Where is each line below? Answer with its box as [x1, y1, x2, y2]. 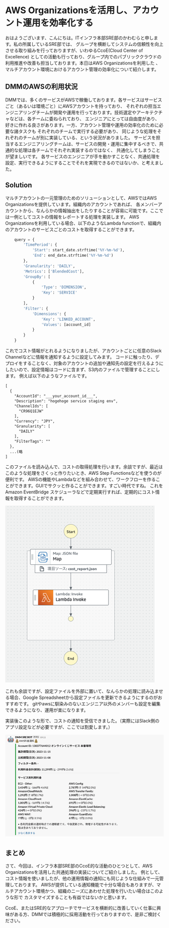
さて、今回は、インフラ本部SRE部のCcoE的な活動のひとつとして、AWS [5, 863, 152, 869]
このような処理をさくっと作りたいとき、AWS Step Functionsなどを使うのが [5, 470, 162, 476]
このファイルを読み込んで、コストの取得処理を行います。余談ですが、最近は [5, 464, 163, 470]
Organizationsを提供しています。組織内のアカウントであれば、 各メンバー [5, 201, 158, 207]
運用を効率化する [23, 17, 94, 29]
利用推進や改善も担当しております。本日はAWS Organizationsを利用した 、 [5, 60, 160, 66]
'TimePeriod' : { [23, 242, 57, 247]
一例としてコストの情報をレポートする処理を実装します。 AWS [9, 213, 139, 220]
